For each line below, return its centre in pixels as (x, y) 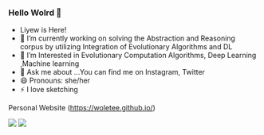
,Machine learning (49, 64)
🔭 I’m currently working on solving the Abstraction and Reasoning (127, 38)
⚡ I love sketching (49, 90)
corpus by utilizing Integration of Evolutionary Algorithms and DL (126, 47)
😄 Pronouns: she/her (55, 81)
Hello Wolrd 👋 (35, 13)
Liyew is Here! (43, 30)
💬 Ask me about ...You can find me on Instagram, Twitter (112, 72)
